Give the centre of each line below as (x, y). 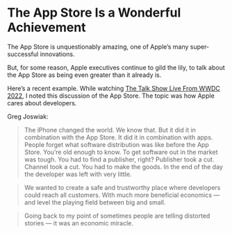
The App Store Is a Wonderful (94, 13)
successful (23, 54)
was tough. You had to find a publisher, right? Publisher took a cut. (119, 159)
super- (200, 46)
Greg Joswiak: (28, 116)
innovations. (57, 54)
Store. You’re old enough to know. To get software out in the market (121, 152)
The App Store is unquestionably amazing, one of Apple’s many (98, 46)
